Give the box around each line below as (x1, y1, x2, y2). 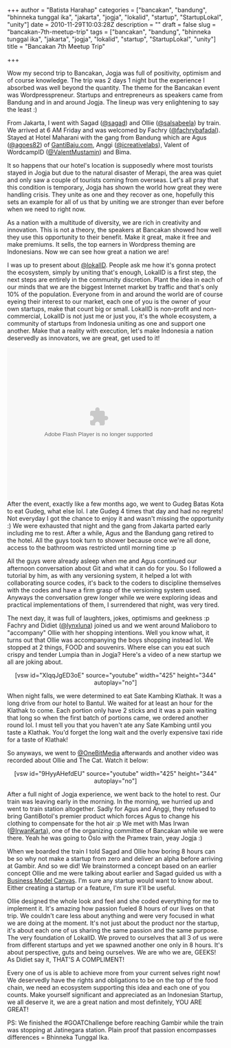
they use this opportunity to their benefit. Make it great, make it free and (7, 233, 212, 241)
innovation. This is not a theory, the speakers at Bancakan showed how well (7, 226, 222, 234)
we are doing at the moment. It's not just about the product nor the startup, (7, 919, 220, 927)
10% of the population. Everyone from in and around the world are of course (7, 290, 223, 298)
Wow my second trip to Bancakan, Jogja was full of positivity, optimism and (7, 69, 221, 77)
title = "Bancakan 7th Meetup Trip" (7, 43, 105, 50)
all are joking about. (7, 658, 63, 666)
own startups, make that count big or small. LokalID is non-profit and (7, 305, 201, 313)
